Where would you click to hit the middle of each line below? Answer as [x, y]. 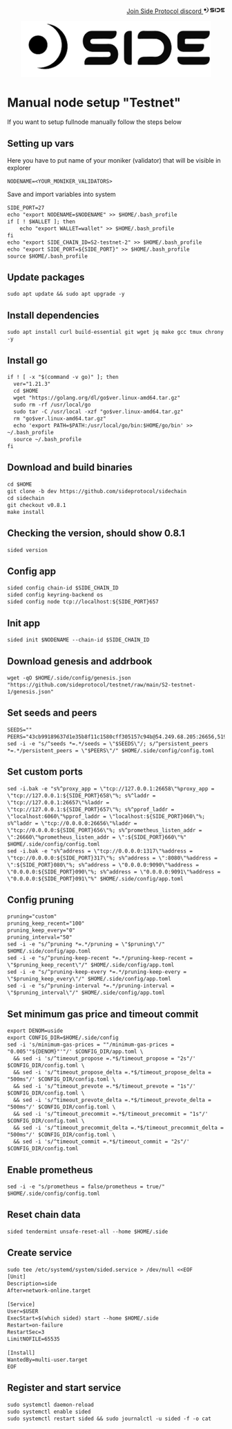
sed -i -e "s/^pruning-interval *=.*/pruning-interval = [91, 986]
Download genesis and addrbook [80, 661]
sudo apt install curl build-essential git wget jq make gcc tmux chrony [116, 332]
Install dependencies [53, 315]
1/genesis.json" [30, 692]
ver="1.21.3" [32, 384]
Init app [23, 623]
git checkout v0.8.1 [37, 505]
